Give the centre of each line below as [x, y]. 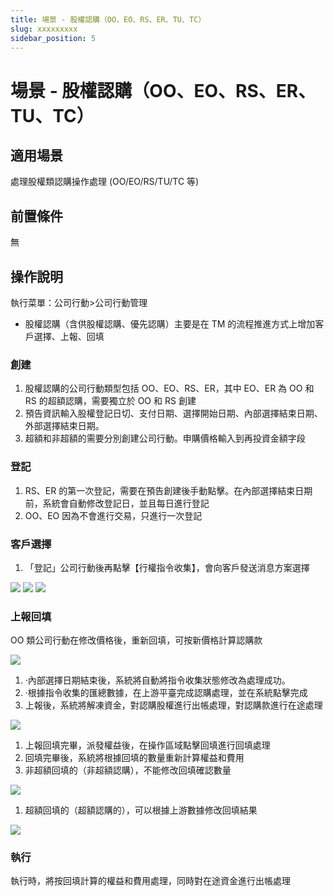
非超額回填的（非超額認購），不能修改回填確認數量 [128, 770]
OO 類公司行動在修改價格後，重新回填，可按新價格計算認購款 [136, 640]
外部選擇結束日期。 [64, 426]
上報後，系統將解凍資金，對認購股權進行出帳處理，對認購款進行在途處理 [173, 705]
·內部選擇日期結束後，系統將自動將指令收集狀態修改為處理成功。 [157, 680]
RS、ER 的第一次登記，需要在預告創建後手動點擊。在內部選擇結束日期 [168, 490]
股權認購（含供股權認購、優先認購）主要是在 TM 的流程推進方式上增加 [170, 324]
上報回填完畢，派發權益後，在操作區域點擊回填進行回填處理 [147, 745]
